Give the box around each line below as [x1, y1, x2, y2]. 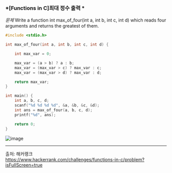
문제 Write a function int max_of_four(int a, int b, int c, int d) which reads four [5, 17, 166, 24]
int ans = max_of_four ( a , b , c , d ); [14, 107, 93, 113]
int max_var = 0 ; [14, 51, 52, 57]
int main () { [5, 93, 33, 98]
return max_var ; [14, 79, 50, 84]
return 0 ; [14, 121, 36, 126]
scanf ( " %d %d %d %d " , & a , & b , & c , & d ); [14, 103, 100, 108]
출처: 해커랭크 [5, 151, 33, 157]
